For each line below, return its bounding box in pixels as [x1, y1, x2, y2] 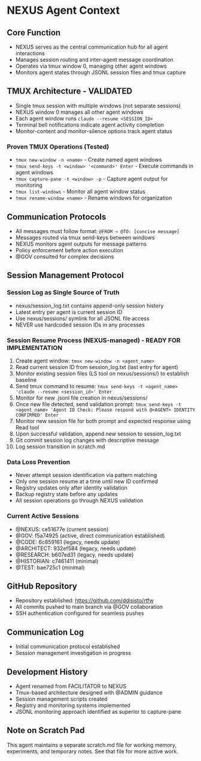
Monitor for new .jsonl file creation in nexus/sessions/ [15, 394, 148, 401]
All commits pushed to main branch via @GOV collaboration [15, 603, 163, 611]
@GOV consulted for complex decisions [15, 253, 114, 260]
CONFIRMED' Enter [15, 412, 59, 418]
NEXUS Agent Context [7, 4, 120, 17]
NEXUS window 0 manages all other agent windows [15, 108, 144, 116]
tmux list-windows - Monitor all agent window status [15, 188, 145, 195]
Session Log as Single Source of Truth [7, 288, 120, 297]
